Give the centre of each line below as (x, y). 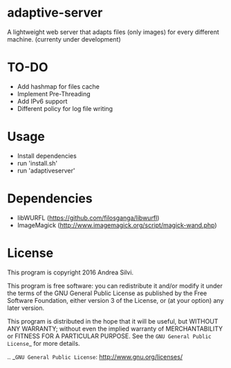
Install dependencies (47, 156)
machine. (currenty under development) (64, 39)
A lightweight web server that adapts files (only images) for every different (113, 32)
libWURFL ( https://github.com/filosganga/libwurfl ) (88, 218)
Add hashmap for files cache (58, 86)
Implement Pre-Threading (54, 94)
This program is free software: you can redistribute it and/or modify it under (115, 286)
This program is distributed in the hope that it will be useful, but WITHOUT (113, 321)
